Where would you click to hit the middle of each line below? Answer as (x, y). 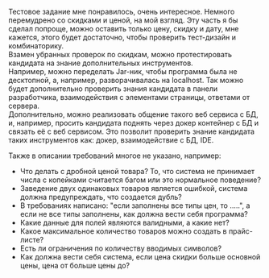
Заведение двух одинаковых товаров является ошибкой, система (134, 188)
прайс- (241, 231)
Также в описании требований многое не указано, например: (115, 156)
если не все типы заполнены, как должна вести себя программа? (134, 214)
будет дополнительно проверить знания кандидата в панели (113, 89)
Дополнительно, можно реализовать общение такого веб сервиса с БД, (134, 114)
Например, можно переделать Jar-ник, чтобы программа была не (123, 71)
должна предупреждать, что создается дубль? (101, 197)
